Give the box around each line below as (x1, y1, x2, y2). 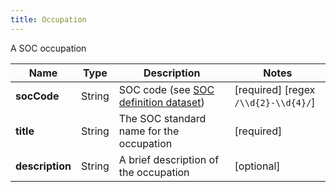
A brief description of (118, 152, 220, 166)
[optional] (234, 159, 281, 173)
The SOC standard (118, 111, 207, 125)
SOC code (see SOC (118, 82, 215, 96)
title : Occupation (10, 14, 87, 25)
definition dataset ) (118, 95, 205, 109)
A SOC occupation (10, 42, 87, 54)
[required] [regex (234, 82, 316, 96)
